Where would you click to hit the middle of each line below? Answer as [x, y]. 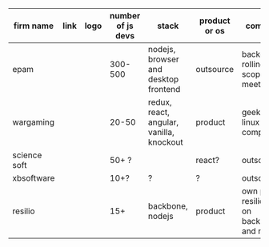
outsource [215, 69]
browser [163, 59]
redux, [160, 102]
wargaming [33, 122]
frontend [164, 89]
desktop [163, 79]
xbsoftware [34, 178]
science [27, 155]
